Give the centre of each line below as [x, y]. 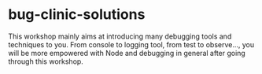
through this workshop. [46, 61]
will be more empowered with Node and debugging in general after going [127, 53]
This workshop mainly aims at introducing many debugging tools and [120, 36]
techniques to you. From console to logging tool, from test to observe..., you [131, 44]
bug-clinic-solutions [77, 15]
